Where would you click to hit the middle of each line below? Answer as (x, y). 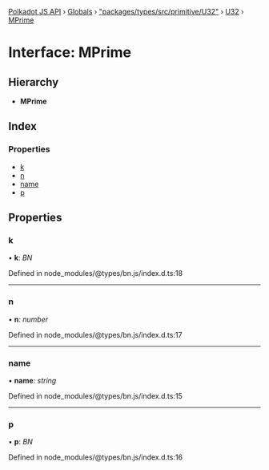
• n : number (28, 319)
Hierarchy (34, 82)
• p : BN (21, 442)
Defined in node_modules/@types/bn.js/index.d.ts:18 (95, 273)
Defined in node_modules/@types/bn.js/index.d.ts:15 (95, 395)
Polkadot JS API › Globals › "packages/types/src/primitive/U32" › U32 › (126, 12)
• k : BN (20, 258)
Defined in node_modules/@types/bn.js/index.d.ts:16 (95, 457)
